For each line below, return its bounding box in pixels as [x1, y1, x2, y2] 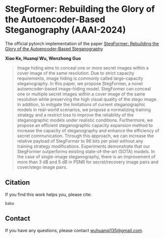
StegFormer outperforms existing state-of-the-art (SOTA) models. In [17, 149, 155, 154]
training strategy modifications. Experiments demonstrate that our [17, 143, 150, 149]
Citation [5, 178, 30, 187]
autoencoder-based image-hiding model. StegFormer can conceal [17, 86, 151, 91]
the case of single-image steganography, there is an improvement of [17, 153, 156, 159]
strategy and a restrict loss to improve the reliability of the [17, 112, 134, 118]
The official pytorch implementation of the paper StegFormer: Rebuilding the [5, 40, 159, 46]
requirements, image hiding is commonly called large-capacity [17, 75, 143, 81]
